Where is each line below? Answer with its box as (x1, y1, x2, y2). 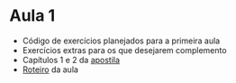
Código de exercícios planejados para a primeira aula (22, 35, 221, 46)
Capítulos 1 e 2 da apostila (22, 54, 120, 65)
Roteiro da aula (22, 64, 79, 75)
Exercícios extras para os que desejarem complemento (22, 44, 227, 55)
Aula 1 (9, 5, 56, 26)
